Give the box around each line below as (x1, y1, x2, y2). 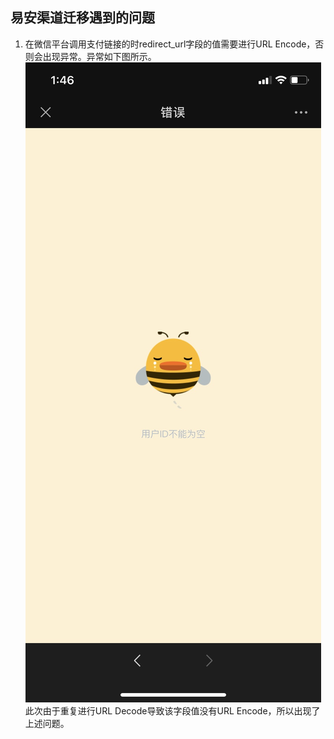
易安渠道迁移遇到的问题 (10, 9, 155, 27)
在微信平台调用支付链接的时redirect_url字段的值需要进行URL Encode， (24, 38, 316, 50)
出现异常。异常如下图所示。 (42, 50, 157, 62)
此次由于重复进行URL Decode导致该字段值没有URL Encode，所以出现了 (24, 704, 321, 717)
